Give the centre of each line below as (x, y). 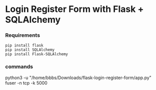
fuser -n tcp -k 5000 (26, 83)
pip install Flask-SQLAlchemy (37, 54)
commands (19, 67)
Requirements (23, 35)
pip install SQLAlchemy (30, 50)
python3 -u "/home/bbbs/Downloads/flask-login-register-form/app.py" (78, 78)
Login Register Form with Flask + (74, 9)
